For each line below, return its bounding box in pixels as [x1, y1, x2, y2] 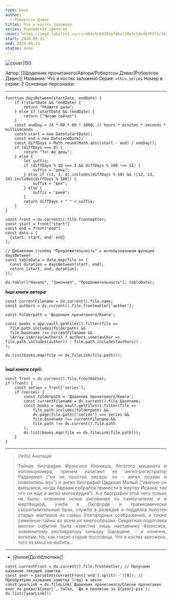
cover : [5, 31, 19, 36]
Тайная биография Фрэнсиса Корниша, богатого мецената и [17, 463, 167, 469]
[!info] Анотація [17, 453, 51, 459]
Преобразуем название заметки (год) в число [5, 577, 102, 583]
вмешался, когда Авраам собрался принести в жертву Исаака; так [17, 484, 167, 491]
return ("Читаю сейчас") [24, 114, 77, 119]
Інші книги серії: [5, 366, 42, 372]
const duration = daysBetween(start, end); [10, 261, 104, 267]
